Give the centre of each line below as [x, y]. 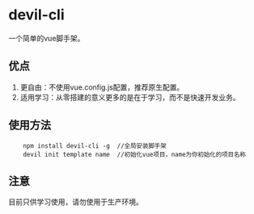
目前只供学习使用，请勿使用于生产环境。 [76, 202]
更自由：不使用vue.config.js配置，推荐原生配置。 [102, 87]
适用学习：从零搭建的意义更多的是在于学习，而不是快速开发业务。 [130, 97]
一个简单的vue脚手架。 [47, 38]
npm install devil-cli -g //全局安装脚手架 [95, 146]
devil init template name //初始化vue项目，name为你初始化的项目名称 [135, 154]
